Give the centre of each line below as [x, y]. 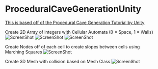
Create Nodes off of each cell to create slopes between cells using [73, 46]
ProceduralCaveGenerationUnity [73, 9]
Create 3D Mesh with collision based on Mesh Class [58, 61]
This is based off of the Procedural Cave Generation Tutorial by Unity [75, 23]
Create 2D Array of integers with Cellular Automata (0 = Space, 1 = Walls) [79, 32]
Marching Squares [24, 52]
